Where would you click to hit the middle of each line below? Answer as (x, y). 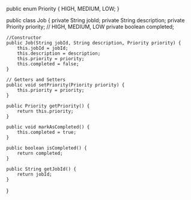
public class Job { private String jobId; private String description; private (95, 20)
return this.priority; (45, 111)
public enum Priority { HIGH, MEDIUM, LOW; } (63, 9)
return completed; (40, 153)
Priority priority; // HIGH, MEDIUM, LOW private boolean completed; (90, 27)
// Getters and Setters (36, 80)
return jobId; (35, 174)
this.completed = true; (47, 132)
